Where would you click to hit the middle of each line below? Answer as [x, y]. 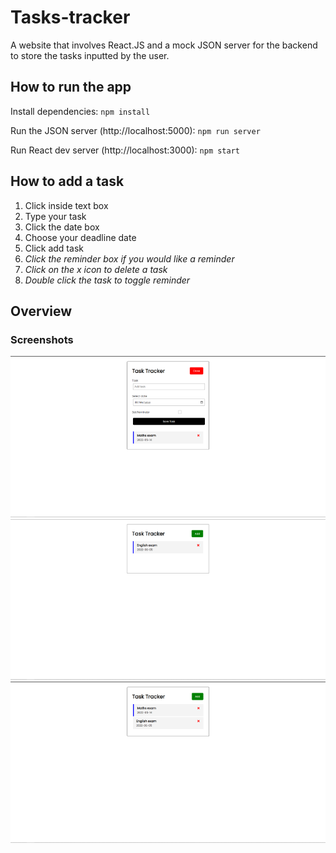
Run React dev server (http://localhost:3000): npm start [125, 150]
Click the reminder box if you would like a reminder [129, 258]
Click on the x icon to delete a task [96, 269]
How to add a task [67, 181]
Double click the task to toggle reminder [107, 280]
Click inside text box [66, 205]
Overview [41, 311]
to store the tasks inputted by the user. [90, 55]
